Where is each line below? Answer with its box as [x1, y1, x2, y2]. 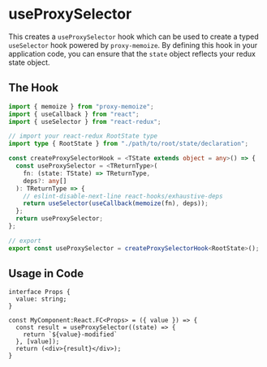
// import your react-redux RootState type [8, 132, 158, 140]
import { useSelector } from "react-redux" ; [8, 117, 161, 126]
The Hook [8, 81, 59, 95]
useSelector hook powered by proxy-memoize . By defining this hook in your [8, 40, 258, 49]
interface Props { [8, 288, 71, 297]
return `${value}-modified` [23, 331, 118, 339]
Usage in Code [8, 267, 84, 280]
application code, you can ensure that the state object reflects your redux [8, 49, 256, 58]
